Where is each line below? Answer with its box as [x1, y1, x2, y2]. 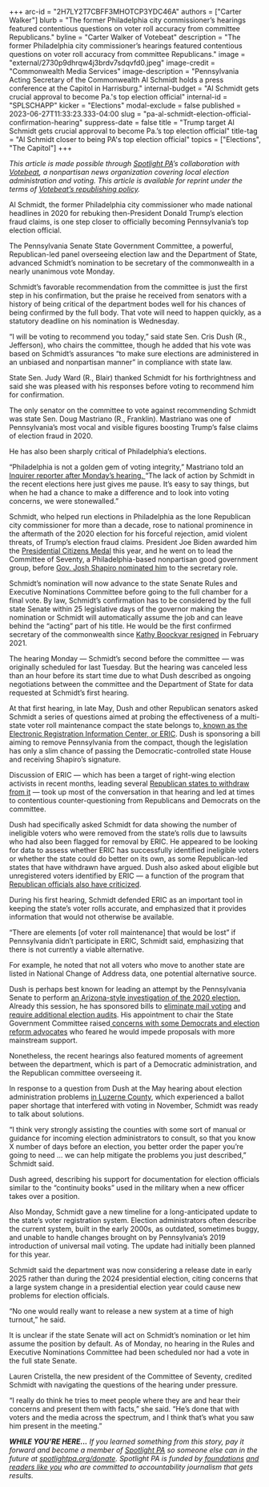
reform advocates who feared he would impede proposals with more [9, 1027, 235, 1036]
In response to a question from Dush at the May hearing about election [9, 1083, 243, 1093]
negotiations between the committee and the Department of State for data [9, 680, 254, 689]
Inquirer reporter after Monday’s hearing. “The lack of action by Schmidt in [9, 471, 255, 480]
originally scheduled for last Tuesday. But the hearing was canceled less [9, 662, 247, 672]
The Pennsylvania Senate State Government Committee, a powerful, [9, 241, 235, 250]
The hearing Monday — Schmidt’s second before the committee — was [9, 654, 245, 663]
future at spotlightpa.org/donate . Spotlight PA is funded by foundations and [9, 1454, 259, 1463]
